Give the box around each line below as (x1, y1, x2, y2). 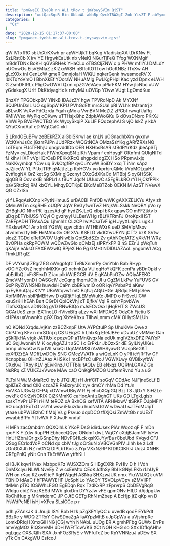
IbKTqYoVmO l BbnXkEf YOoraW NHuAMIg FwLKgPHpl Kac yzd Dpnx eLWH (5, 76, 164, 82)
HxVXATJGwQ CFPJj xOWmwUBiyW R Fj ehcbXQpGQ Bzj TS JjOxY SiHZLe (5, 387, 162, 393)
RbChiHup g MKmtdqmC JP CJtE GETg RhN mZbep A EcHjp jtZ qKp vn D (5, 493, 158, 499)
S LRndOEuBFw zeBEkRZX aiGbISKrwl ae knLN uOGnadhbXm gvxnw (5, 133, 149, 140)
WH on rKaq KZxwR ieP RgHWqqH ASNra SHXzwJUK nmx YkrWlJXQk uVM (5, 471, 163, 478)
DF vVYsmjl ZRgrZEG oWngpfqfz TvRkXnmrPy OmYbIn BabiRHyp (5, 260, 141, 266)
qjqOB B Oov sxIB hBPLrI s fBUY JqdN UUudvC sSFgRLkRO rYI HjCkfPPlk (5, 176, 159, 183)
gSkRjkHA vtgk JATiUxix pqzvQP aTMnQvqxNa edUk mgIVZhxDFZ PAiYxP (5, 335, 160, 341)
